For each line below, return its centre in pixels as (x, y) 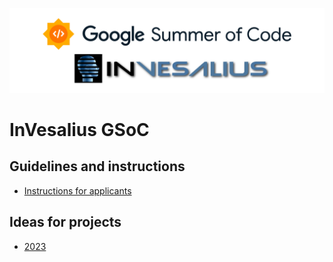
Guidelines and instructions (97, 166)
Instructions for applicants (77, 190)
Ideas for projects (65, 222)
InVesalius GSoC (79, 130)
